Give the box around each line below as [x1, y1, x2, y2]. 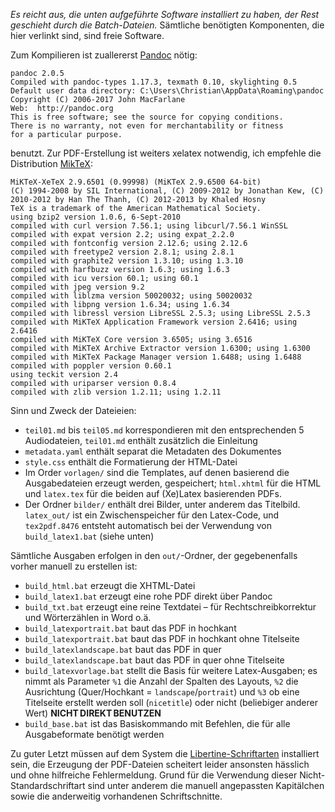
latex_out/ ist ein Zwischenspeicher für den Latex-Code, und [24, 509, 280, 521]
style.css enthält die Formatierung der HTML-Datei [24, 456, 238, 468]
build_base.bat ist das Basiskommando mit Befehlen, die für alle [24, 718, 291, 729]
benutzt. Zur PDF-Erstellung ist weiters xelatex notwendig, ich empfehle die [10, 147, 322, 159]
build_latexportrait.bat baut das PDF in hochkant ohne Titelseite [24, 633, 300, 644]
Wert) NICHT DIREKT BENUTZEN [24, 707, 162, 719]
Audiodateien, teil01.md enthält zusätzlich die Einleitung [24, 435, 258, 446]
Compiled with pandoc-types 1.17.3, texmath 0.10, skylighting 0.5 [10, 77, 298, 87]
